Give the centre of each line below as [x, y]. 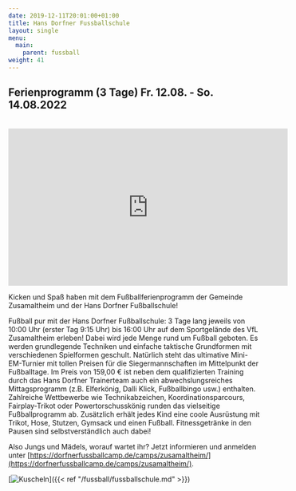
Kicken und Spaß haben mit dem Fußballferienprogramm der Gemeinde [126, 297]
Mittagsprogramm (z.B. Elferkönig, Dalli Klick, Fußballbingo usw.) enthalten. [132, 389]
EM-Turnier [27, 363]
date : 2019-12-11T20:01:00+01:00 [64, 16]
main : [25, 46]
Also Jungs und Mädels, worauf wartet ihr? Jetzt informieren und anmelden [132, 446]
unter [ [19, 455]
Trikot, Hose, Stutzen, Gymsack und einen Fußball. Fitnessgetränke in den [130, 422]
